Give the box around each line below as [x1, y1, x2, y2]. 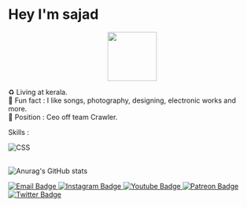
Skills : [8, 127, 30, 136]
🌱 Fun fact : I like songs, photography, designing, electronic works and [8, 96, 237, 105]
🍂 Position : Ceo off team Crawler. [8, 112, 118, 122]
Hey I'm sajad [8, 5, 99, 24]
